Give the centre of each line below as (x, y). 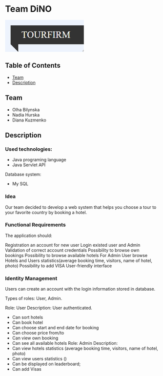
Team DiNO (29, 9)
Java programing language (39, 160)
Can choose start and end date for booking (55, 328)
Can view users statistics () (39, 359)
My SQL (20, 184)
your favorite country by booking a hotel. (46, 212)
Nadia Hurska (26, 115)
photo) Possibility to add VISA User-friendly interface (59, 266)
